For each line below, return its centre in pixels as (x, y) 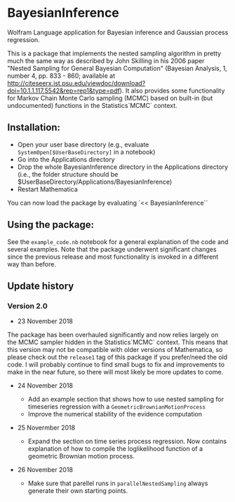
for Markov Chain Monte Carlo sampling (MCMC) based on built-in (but (110, 98)
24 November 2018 (45, 386)
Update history (41, 286)
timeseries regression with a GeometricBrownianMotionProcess (116, 407)
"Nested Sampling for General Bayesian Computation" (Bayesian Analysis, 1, (117, 68)
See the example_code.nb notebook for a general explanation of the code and (118, 242)
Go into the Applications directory (66, 159)
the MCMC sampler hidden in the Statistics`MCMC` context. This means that (117, 342)
